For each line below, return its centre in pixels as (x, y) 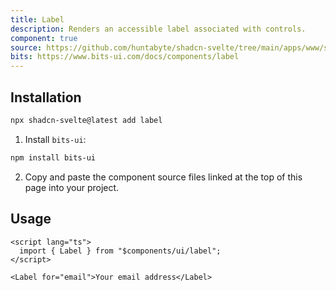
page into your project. (72, 187)
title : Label (37, 19)
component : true (44, 38)
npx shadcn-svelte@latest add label (86, 120)
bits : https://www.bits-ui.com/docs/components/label (125, 57)
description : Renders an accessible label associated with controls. (158, 29)
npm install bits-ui (53, 157)
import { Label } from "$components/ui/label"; (120, 251)
